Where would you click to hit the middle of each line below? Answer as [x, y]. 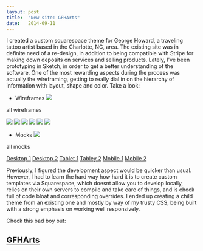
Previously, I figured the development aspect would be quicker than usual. [99, 170]
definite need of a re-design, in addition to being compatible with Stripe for [100, 53]
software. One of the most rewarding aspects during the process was [93, 73]
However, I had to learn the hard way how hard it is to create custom [92, 177]
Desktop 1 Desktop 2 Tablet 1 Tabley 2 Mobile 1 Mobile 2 [77, 159]
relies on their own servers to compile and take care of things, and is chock [101, 190]
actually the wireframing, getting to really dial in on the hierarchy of [90, 79]
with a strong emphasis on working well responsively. [73, 209]
